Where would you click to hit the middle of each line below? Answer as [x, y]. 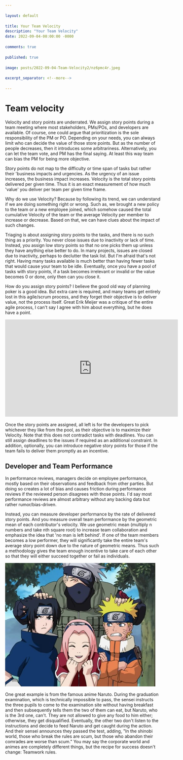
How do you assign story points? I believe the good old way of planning [78, 286]
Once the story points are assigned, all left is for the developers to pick [77, 424]
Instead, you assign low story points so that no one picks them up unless [79, 245]
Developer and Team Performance [59, 466]
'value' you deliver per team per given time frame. [56, 189]
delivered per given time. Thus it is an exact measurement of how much [78, 184]
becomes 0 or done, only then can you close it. [53, 277]
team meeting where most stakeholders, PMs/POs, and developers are [77, 127]
